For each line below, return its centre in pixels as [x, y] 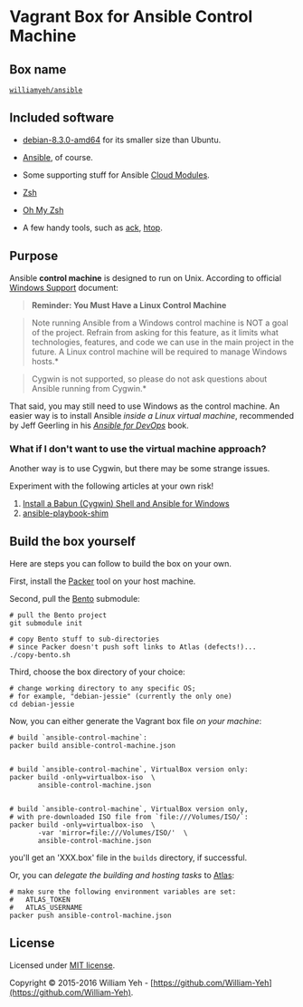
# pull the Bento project [58, 615]
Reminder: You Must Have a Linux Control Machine [129, 305]
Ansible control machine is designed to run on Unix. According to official [146, 277]
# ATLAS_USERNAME [46, 907]
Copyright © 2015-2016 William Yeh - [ [81, 983]
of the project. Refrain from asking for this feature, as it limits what [155, 332]
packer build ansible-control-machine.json [93, 745]
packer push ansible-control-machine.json [90, 915]
